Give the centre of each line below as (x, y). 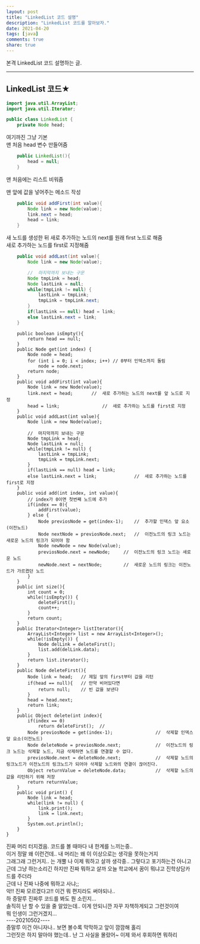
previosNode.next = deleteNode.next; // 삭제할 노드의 (110, 758)
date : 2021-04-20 (28, 28)
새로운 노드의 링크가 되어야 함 (38, 540)
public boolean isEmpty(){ (50, 333)
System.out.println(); (56, 824)
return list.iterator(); (58, 660)
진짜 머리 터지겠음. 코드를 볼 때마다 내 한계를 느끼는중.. (69, 846)
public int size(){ (41, 587)
